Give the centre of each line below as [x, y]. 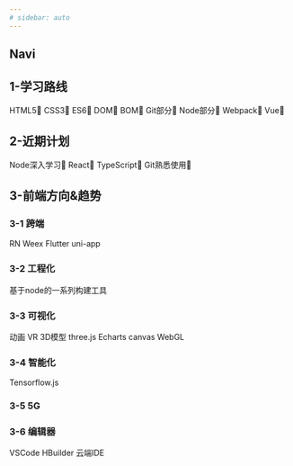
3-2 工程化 [32, 269]
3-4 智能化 [33, 363]
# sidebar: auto [40, 18]
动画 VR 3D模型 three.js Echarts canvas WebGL [97, 336]
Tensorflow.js [34, 382]
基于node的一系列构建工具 [58, 290]
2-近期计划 [40, 142]
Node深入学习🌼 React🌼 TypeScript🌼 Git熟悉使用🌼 [100, 165]
